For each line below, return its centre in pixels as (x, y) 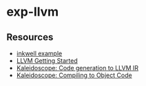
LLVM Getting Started (47, 61)
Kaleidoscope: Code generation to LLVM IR (77, 68)
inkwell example (39, 53)
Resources (30, 37)
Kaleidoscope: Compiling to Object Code (74, 75)
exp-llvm (33, 12)
